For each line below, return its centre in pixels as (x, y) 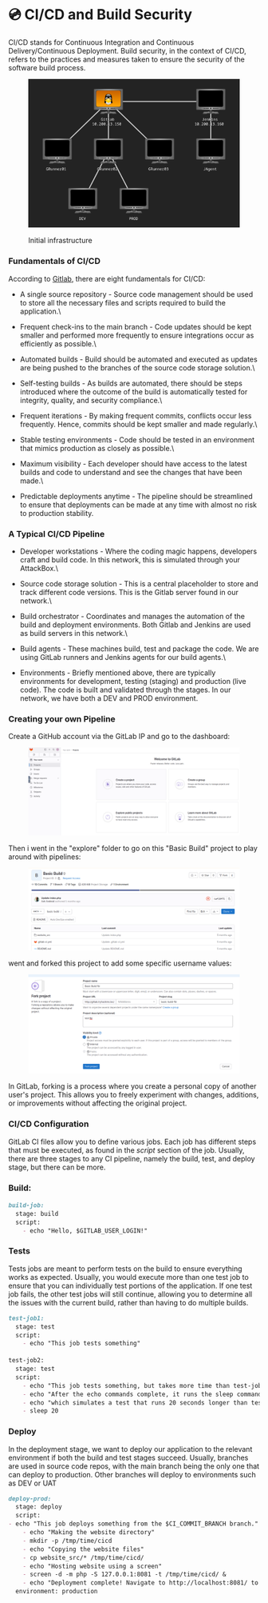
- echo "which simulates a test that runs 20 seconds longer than (135, 1403)
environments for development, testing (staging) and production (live (133, 681)
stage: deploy (39, 1507)
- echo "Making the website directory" (89, 1533)
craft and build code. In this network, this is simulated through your (130, 559)
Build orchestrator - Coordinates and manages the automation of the (132, 616)
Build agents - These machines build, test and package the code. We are (139, 649)
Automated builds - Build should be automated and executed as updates (138, 359)
